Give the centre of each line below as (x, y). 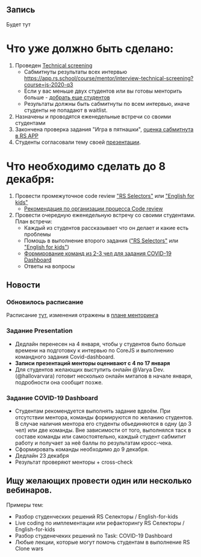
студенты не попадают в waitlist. (66, 110)
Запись (21, 10)
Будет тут (19, 24)
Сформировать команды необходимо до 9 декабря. (82, 449)
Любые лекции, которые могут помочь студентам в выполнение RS (102, 542)
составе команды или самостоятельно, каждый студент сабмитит (100, 436)
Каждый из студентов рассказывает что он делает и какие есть (106, 227)
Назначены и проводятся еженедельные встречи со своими (93, 116)
